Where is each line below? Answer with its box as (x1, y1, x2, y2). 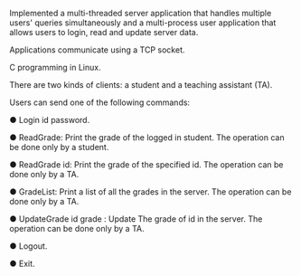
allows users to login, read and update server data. (9, 27, 199, 37)
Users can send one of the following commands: (9, 97, 191, 108)
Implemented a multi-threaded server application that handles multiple (9, 8, 272, 18)
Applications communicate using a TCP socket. (9, 44, 185, 55)
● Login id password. (9, 115, 90, 125)
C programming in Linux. (9, 62, 101, 72)
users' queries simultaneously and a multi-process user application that (9, 17, 277, 28)
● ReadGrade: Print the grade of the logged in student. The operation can (9, 132, 285, 143)
